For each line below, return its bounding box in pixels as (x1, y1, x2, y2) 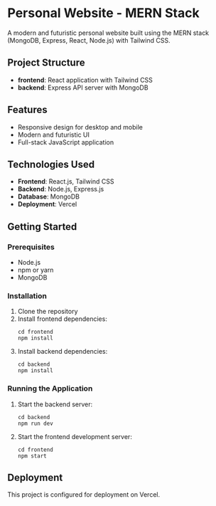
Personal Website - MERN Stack (7, 5, 200, 21)
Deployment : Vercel (17, 200, 77, 209)
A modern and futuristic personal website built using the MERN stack (7, 28, 210, 37)
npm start (17, 452, 48, 460)
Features (7, 104, 48, 116)
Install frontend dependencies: (17, 315, 108, 323)
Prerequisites (7, 242, 55, 252)
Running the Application (7, 384, 93, 394)
